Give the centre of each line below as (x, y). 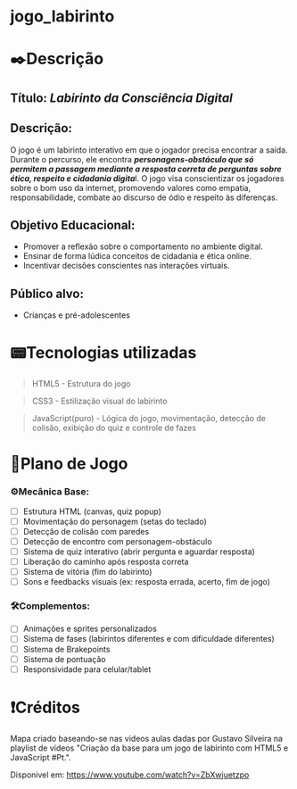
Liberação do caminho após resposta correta (106, 561)
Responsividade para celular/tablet (87, 669)
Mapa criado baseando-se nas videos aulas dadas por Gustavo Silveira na (147, 738)
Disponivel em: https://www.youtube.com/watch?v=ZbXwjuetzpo (130, 775)
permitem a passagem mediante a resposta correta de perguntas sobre (146, 169)
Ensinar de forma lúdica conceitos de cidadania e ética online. (137, 256)
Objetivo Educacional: (73, 225)
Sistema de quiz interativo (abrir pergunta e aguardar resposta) (139, 552)
